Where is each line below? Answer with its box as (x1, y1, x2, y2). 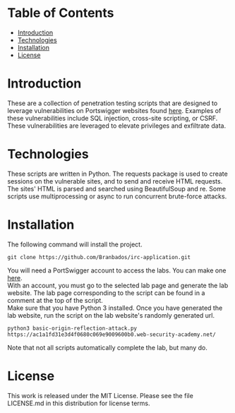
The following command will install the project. (7, 240, 143, 249)
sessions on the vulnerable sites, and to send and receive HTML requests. (7, 176, 223, 185)
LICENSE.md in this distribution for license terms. (7, 399, 150, 407)
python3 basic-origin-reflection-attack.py (7, 325, 138, 332)
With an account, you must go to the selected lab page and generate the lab (7, 281, 229, 289)
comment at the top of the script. (7, 296, 104, 304)
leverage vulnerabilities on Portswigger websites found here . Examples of (7, 106, 222, 114)
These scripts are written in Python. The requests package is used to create (7, 169, 228, 178)
